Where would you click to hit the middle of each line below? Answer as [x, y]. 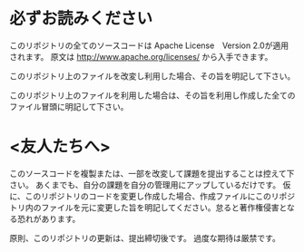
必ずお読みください [81, 19]
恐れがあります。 [49, 218]
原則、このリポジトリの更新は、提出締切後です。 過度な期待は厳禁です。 [145, 237]
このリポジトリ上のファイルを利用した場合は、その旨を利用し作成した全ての [152, 95]
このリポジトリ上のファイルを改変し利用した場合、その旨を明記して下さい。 [152, 76]
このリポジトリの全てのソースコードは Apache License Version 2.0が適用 [149, 45]
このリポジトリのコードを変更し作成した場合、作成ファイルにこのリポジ [160, 196]
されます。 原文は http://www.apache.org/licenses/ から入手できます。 [141, 56]
